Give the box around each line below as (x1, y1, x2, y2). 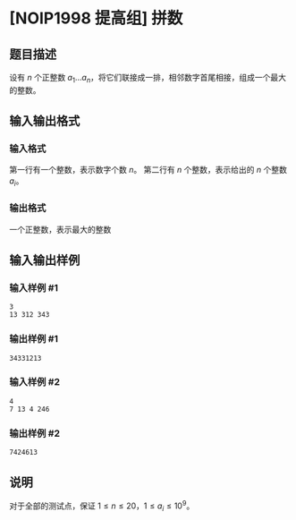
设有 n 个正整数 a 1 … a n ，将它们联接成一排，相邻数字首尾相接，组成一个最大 (9, 72, 287, 85)
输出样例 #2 (9, 427, 61, 439)
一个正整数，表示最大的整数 (9, 224, 112, 234)
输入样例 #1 (9, 281, 58, 294)
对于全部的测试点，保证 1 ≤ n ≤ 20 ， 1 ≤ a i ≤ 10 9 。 (9, 499, 195, 513)
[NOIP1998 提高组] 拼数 (9, 8, 183, 29)
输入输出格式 (9, 114, 80, 129)
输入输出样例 (9, 252, 80, 268)
